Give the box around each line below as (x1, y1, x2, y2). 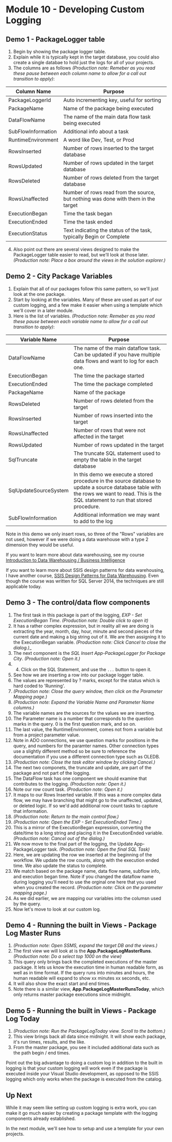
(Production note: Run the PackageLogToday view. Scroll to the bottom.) (13, 1028, 165, 1034)
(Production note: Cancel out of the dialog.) (13, 835, 105, 842)
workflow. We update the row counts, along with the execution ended (13, 857, 159, 863)
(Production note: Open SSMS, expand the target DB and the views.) (13, 943, 158, 949)
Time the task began (63, 210, 113, 217)
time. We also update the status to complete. (13, 863, 108, 869)
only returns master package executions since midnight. (13, 991, 132, 998)
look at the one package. (13, 291, 66, 297)
